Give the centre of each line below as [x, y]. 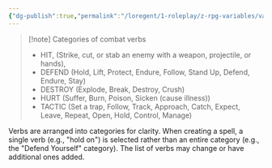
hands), [53, 63]
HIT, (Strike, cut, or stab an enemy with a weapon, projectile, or [146, 54]
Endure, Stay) [63, 80]
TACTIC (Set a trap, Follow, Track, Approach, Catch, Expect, [140, 106]
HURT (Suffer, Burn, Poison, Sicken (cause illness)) [125, 97]
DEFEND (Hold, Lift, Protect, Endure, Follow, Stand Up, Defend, [145, 72]
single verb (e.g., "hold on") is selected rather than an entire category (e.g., [134, 140]
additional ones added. [47, 157]
